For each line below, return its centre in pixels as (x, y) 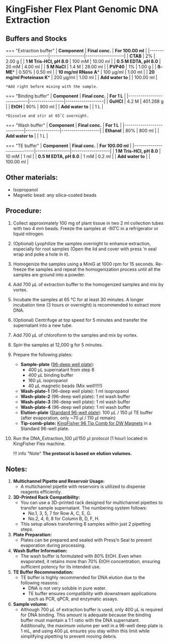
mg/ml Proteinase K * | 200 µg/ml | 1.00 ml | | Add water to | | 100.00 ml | (81, 77)
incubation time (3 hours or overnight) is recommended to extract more (87, 305)
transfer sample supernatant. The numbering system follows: (84, 508)
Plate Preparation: (32, 535)
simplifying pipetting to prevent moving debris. (69, 636)
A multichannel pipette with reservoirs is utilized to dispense (83, 486)
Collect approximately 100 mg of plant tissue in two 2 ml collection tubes (88, 223)
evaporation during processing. (53, 545)
